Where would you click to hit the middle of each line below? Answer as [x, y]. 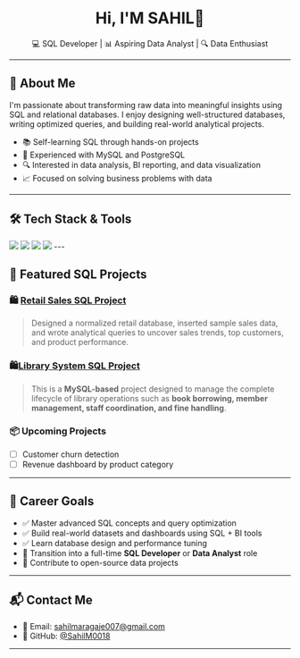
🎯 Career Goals [52, 501]
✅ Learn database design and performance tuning [115, 543]
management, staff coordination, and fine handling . [129, 408]
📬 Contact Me [51, 600]
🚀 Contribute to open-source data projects [100, 562]
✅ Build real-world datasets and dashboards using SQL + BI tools [142, 533]
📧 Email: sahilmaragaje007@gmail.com [93, 626]
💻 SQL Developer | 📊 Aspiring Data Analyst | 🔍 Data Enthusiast [150, 43]
